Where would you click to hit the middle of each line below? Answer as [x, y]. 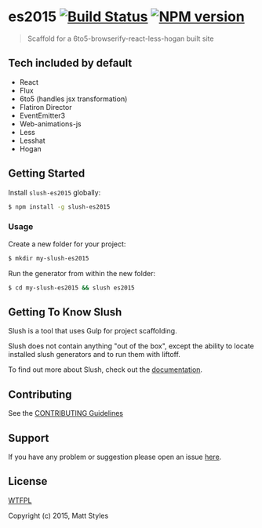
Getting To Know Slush [65, 312]
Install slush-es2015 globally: [55, 192]
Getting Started [47, 174]
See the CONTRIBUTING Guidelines [66, 413]
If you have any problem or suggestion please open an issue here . [115, 457]
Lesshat [32, 140]
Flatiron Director [45, 107]
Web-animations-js [50, 124]
